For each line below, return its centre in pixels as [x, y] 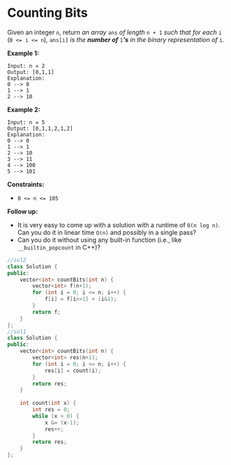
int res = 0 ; [51, 410]
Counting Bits [48, 13]
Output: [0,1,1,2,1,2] [40, 128]
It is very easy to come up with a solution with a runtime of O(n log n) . [119, 224]
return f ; [46, 312]
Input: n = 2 [26, 66]
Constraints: [26, 184]
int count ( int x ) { [48, 403]
